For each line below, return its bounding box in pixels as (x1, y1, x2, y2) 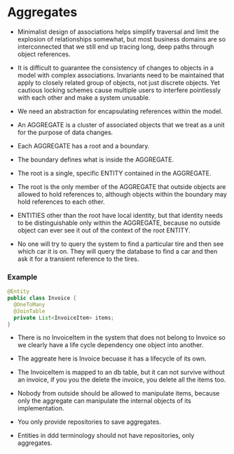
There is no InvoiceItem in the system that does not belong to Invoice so (17, 333, 226, 342)
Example (7, 272, 38, 282)
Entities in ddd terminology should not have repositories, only (17, 432, 195, 440)
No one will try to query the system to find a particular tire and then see (17, 240, 224, 248)
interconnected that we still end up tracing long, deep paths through (17, 42, 214, 51)
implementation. (17, 404, 64, 413)
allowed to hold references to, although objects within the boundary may (17, 190, 228, 198)
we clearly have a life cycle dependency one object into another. (17, 341, 204, 349)
